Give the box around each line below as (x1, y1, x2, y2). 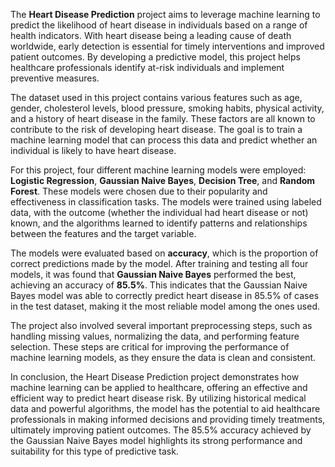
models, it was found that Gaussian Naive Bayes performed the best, (10, 269, 297, 280)
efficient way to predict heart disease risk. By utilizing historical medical (10, 392, 307, 404)
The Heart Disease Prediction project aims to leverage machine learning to (10, 9, 321, 20)
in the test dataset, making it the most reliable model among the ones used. (10, 300, 321, 312)
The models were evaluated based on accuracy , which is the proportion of (10, 247, 319, 259)
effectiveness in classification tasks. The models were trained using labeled (10, 196, 322, 208)
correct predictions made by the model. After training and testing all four (10, 258, 309, 269)
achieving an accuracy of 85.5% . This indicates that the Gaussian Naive (10, 279, 308, 291)
